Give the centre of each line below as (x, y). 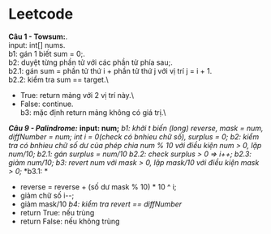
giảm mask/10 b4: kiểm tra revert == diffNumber (101, 204)
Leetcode (41, 14)
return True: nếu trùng (57, 212)
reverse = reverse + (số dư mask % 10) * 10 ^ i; (98, 186)
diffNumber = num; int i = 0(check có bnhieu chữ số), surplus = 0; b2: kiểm (134, 136)
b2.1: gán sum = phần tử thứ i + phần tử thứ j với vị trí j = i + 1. (110, 70)
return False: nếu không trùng (70, 221)
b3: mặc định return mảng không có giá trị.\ (93, 112)
